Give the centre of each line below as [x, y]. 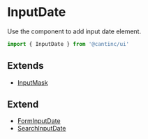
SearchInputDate [42, 129]
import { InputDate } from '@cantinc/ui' [68, 44]
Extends [25, 66]
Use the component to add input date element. [74, 31]
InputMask [32, 82]
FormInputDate [39, 121]
